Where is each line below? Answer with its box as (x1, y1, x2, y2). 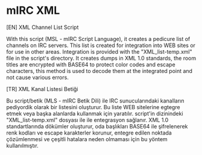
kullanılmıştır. (6, 142, 39, 149)
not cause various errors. (6, 74, 69, 81)
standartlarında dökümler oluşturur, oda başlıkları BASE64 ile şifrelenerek (6, 122, 188, 130)
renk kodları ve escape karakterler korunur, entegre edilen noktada (6, 129, 172, 136)
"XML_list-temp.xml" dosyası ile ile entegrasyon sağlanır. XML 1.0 (6, 116, 169, 124)
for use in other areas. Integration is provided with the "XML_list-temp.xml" (6, 48, 192, 55)
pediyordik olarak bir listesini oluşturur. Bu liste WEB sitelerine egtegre (6, 103, 180, 110)
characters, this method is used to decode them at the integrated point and (6, 67, 193, 74)
